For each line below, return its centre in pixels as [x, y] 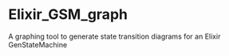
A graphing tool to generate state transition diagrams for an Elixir [114, 36]
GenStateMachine [38, 44]
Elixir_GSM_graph [68, 15]
